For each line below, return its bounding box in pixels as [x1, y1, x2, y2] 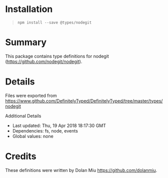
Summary [5, 36, 46, 48]
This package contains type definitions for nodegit [5, 53, 109, 59]
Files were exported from [5, 92, 57, 98]
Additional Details [5, 112, 41, 118]
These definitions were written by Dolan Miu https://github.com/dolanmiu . [5, 167, 157, 173]
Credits [5, 151, 36, 162]
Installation [5, 3, 53, 15]
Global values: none [12, 133, 53, 139]
